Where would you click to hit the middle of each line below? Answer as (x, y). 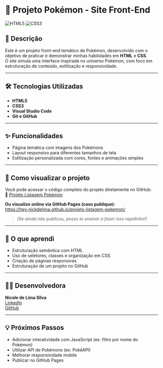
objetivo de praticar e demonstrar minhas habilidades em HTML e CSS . (76, 55)
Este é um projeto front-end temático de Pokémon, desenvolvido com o (76, 50)
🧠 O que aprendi (30, 239)
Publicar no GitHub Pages (38, 360)
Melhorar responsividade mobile (44, 355)
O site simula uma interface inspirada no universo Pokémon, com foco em (79, 61)
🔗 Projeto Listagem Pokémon (34, 195)
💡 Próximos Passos (35, 328)
